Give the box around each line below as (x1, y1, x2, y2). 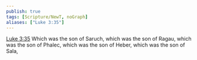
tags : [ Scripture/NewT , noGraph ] (6, 14, 88, 20)
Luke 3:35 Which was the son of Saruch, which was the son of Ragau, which (6, 36, 192, 43)
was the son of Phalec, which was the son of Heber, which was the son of (6, 41, 185, 48)
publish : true (6, 8, 41, 15)
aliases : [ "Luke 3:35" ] (6, 19, 65, 25)
